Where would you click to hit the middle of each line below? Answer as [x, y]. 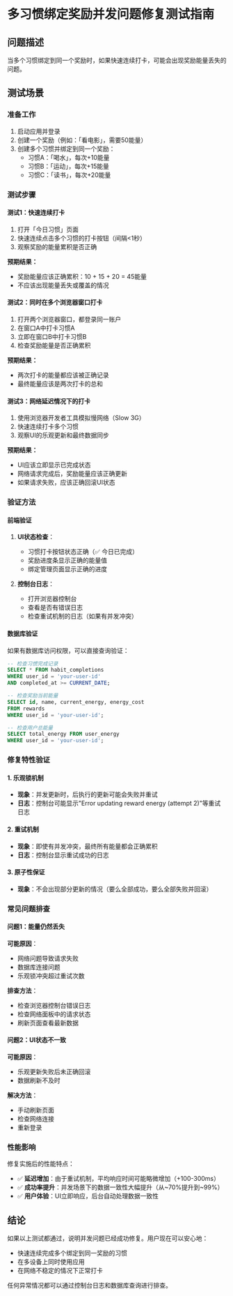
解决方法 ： [23, 1095]
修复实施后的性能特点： [41, 1164]
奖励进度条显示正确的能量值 [67, 560]
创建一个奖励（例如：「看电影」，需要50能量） [82, 140]
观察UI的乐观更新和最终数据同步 [63, 435]
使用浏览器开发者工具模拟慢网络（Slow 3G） [81, 418]
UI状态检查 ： [35, 537]
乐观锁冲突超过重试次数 [51, 975]
